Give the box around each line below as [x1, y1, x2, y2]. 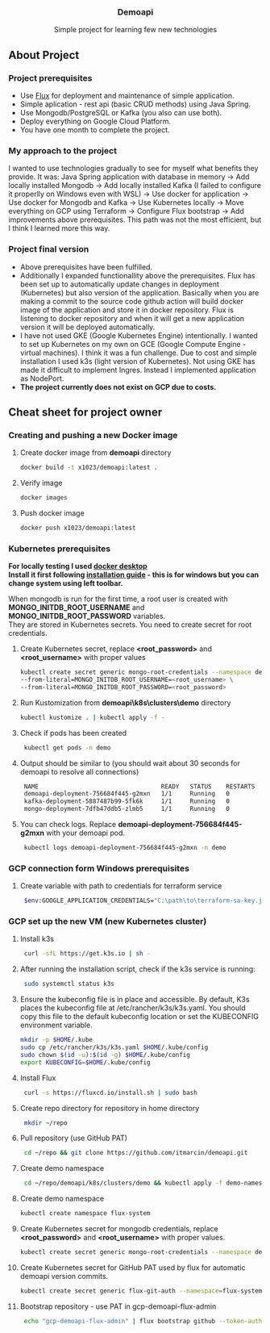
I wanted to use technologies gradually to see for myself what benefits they [8, 164, 259, 173]
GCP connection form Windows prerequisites [8, 863, 189, 874]
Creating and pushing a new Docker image [8, 429, 178, 441]
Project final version [8, 244, 89, 255]
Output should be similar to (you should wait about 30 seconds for [19, 758, 240, 768]
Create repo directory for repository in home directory [19, 1103, 200, 1113]
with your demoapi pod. [46, 828, 125, 838]
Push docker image [19, 508, 85, 518]
